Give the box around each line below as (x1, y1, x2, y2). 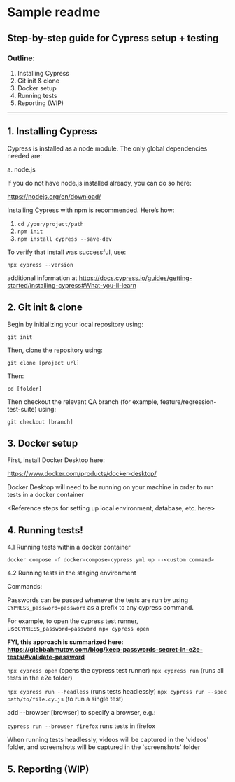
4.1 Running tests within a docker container (7, 543, 131, 552)
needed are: (7, 151, 42, 160)
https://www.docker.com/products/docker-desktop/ (7, 470, 157, 478)
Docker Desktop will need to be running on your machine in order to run (7, 483, 215, 491)
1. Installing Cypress (7, 125, 98, 137)
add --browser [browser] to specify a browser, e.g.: (7, 708, 156, 717)
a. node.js (7, 165, 36, 174)
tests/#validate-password (7, 652, 85, 662)
